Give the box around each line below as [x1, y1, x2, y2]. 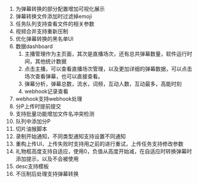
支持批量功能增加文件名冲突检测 [15, 110, 95, 117]
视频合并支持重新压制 [15, 28, 68, 35]
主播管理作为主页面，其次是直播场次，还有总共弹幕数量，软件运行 [24, 50, 187, 57]
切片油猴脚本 [15, 125, 47, 132]
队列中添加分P [15, 118, 51, 125]
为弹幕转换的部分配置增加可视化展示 [15, 5, 105, 12]
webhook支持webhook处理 [15, 95, 83, 102]
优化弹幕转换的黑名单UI [15, 35, 74, 42]
